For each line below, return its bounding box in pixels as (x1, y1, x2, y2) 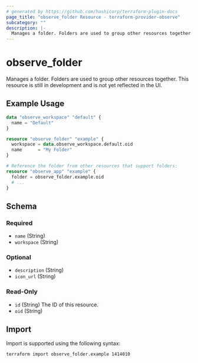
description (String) (14, 266, 64, 274)
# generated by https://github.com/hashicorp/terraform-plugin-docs (6, 8, 178, 15)
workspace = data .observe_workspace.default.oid (11, 141, 133, 147)
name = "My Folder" (11, 147, 72, 153)
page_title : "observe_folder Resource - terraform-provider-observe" (6, 14, 181, 20)
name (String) (14, 232, 45, 239)
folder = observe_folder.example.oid (11, 174, 104, 180)
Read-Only (6, 288, 38, 296)
